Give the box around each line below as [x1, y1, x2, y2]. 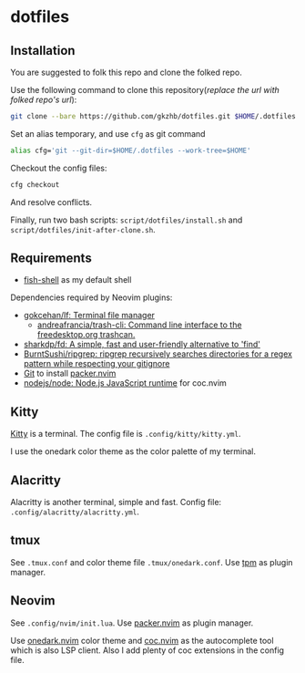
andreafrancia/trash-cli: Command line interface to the [36, 319, 242, 330]
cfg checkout [10, 180, 60, 189]
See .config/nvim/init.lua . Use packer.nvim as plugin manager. [10, 617, 254, 628]
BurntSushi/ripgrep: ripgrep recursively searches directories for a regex [23, 348, 292, 359]
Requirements [10, 251, 92, 266]
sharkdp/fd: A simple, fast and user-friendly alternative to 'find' [23, 339, 260, 350]
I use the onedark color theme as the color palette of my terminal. [10, 446, 257, 457]
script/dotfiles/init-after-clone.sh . [10, 223, 156, 234]
